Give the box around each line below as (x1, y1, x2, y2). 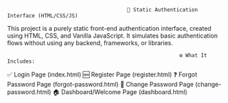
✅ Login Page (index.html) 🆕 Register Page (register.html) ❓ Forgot (7, 70, 198, 78)
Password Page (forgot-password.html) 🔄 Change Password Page (7, 80, 194, 88)
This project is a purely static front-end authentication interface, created (7, 25, 212, 32)
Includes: (7, 58, 36, 65)
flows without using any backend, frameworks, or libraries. (7, 39, 173, 47)
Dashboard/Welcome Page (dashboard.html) (61, 88, 187, 95)
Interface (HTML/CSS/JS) (7, 12, 78, 19)
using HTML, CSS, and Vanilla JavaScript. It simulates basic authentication (7, 31, 218, 40)
